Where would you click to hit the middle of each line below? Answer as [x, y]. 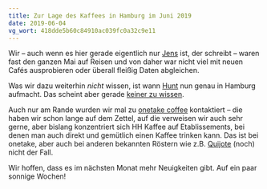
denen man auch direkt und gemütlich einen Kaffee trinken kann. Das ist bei [133, 135]
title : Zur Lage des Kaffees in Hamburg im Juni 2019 [100, 16]
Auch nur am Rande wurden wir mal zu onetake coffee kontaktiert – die [125, 110]
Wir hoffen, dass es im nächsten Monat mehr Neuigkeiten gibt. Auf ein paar [133, 168]
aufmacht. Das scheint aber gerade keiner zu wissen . [96, 94]
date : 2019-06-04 [37, 23]
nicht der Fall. [31, 152]
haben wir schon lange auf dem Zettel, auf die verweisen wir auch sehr [125, 119]
